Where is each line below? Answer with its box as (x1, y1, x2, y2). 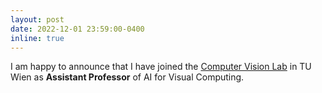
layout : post (10, 14, 65, 25)
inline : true (10, 33, 65, 43)
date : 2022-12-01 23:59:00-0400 (10, 24, 145, 34)
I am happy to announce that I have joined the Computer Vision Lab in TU (10, 61, 312, 73)
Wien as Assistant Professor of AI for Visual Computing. (10, 71, 245, 83)
